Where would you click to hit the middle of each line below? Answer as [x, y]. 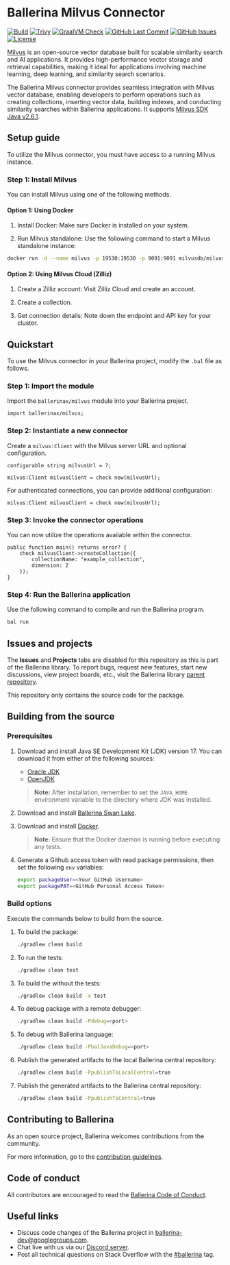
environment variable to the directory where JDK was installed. [123, 799]
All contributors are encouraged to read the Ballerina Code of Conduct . [107, 1194]
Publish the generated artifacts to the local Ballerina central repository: [117, 1060]
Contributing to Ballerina [61, 1119]
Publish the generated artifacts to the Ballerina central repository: [109, 1085]
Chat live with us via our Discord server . [73, 1247]
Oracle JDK [43, 772]
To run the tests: [40, 957]
